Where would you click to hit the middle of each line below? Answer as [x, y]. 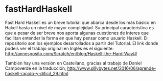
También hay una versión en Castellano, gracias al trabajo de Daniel [73, 63]
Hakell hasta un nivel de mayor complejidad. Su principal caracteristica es [80, 27]
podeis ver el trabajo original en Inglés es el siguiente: [59, 48]
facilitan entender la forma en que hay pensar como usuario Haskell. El [76, 38]
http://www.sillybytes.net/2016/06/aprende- [111, 68]
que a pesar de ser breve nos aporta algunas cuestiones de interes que [77, 33]
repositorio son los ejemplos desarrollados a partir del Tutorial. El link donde [82, 43]
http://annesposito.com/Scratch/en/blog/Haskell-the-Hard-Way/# [71, 53]
